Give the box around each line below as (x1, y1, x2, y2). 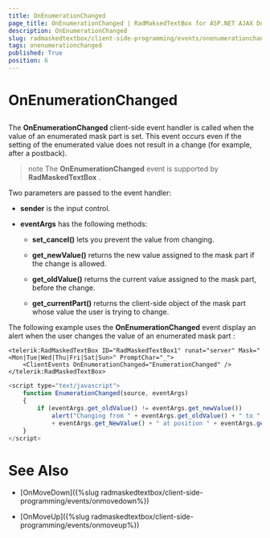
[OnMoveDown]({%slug (19, 487, 99, 498)
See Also (8, 461, 69, 479)
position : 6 (8, 57, 48, 65)
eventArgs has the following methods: (19, 219, 148, 229)
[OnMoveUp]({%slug (19, 512, 90, 522)
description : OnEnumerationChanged (8, 26, 128, 35)
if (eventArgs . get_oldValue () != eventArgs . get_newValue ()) (37, 405, 243, 413)
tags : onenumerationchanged (8, 42, 103, 50)
